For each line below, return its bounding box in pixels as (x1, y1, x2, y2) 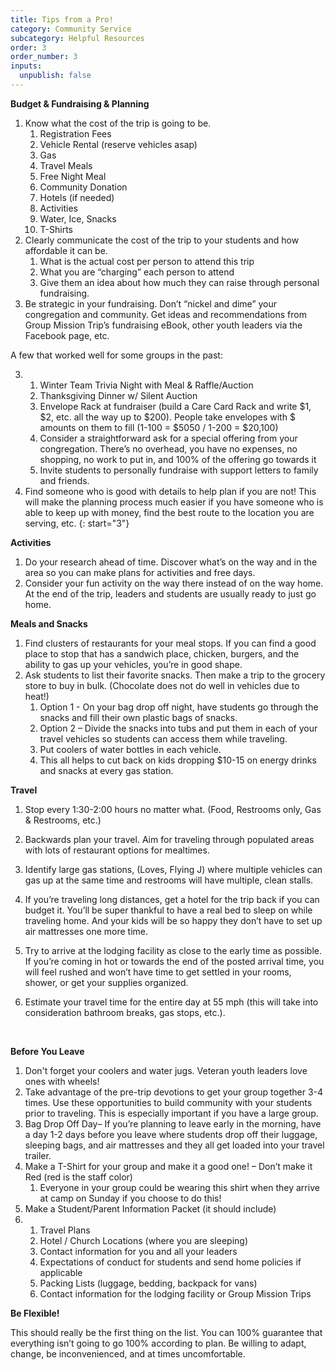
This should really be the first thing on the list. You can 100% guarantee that (10, 1326, 323, 1338)
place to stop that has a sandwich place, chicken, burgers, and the (24, 647, 300, 660)
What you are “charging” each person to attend (39, 266, 235, 278)
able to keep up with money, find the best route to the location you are (24, 506, 315, 518)
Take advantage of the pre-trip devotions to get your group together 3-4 (24, 1086, 324, 1098)
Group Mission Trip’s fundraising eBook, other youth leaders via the (24, 319, 303, 331)
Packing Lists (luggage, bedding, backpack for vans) (39, 1277, 258, 1289)
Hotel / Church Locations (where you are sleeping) (39, 1234, 248, 1246)
